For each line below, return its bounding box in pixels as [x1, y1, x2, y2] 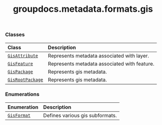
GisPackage [7, 69, 33, 74]
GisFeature [7, 61, 33, 66]
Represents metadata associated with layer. [47, 52, 149, 59]
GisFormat [7, 112, 31, 118]
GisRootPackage [7, 77, 43, 82]
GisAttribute [7, 53, 39, 59]
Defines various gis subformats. [43, 112, 117, 119]
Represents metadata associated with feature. [47, 60, 155, 67]
